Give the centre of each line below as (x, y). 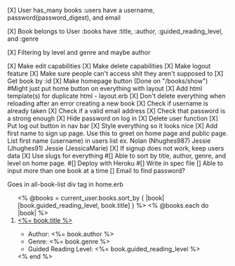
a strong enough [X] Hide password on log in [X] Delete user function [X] (113, 118)
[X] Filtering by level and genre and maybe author (79, 52)
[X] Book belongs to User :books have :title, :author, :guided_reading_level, (115, 31)
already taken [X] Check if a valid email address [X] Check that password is (116, 111)
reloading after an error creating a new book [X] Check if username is (108, 103)
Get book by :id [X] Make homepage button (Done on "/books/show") (108, 81)
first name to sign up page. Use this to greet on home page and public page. (117, 133)
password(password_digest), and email (64, 18)
